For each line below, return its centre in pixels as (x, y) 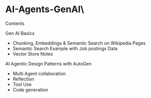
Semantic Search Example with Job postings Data (65, 48)
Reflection (23, 79)
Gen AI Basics (20, 33)
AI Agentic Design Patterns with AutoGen (48, 63)
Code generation (30, 89)
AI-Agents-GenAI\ (45, 9)
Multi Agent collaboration (39, 73)
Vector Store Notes (33, 54)
